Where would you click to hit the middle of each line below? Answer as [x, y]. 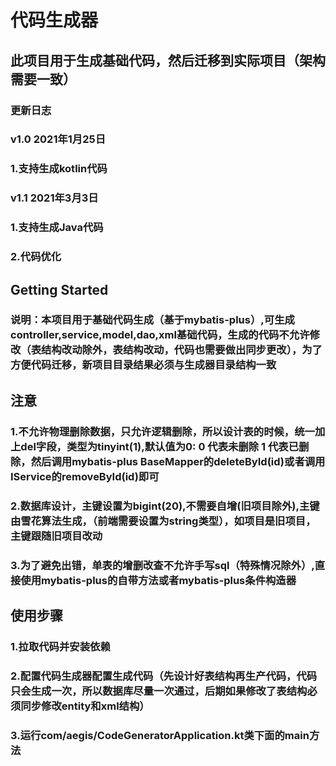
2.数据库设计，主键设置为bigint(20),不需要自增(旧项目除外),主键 [165, 506]
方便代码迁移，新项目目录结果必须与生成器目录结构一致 [143, 365]
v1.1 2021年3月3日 [54, 198]
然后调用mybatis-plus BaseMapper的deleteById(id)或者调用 [178, 461]
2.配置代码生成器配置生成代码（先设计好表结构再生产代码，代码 [164, 676]
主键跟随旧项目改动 [56, 536]
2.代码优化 [36, 257]
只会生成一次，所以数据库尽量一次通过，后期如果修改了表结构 [159, 691]
